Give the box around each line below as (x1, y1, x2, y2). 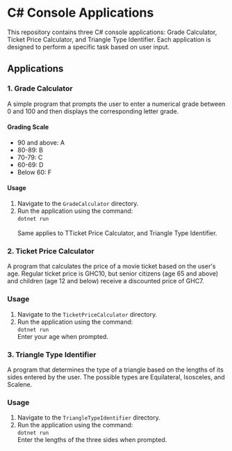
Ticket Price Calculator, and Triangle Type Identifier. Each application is (7, 35, 211, 43)
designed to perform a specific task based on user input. (7, 42, 170, 51)
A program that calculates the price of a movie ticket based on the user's (7, 262, 216, 271)
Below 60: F (17, 168, 52, 176)
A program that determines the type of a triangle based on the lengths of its (7, 365, 224, 374)
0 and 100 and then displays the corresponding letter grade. (7, 106, 179, 116)
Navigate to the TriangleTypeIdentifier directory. (17, 413, 161, 422)
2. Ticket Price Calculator (7, 246, 95, 255)
